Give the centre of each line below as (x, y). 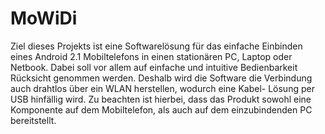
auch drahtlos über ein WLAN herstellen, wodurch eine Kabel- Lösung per (162, 88)
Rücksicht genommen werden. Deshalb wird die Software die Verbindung (161, 78)
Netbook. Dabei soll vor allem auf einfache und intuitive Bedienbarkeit (154, 67)
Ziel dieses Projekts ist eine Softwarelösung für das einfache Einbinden (156, 46)
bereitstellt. (33, 120)
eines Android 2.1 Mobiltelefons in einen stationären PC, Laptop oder (151, 56)
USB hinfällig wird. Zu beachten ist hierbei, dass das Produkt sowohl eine (161, 99)
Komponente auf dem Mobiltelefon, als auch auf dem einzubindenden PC (161, 109)
